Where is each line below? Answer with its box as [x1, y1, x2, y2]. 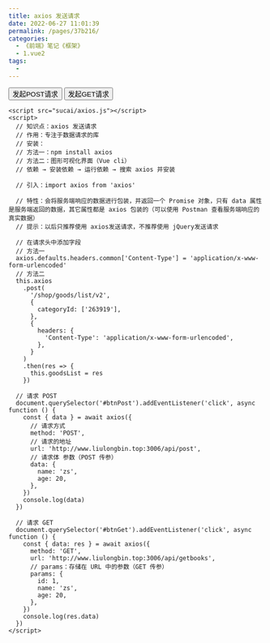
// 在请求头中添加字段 [15, 238, 81, 246]
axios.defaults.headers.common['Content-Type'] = [15, 254, 186, 262]
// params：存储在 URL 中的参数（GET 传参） [29, 563, 169, 571]
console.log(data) [23, 495, 85, 504]
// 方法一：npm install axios [15, 148, 114, 156]
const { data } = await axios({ [23, 413, 132, 422]
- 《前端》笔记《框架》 [15, 42, 84, 50]
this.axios [15, 276, 53, 285]
